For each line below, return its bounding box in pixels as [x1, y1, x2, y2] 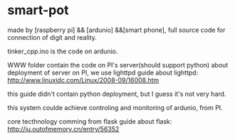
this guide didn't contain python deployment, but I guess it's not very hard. [7, 90, 226, 98]
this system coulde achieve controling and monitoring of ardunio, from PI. [7, 103, 223, 112]
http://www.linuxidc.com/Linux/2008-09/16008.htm [7, 75, 160, 84]
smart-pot [7, 2, 69, 18]
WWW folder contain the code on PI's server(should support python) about [7, 60, 229, 69]
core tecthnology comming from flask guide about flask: [7, 117, 172, 126]
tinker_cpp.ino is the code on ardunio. [7, 47, 118, 55]
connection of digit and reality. [7, 33, 98, 41]
